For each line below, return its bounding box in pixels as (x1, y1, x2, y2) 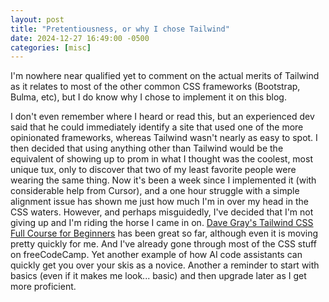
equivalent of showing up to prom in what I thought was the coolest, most (10, 153, 313, 165)
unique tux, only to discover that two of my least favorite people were (10, 164, 297, 176)
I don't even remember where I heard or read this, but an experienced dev (10, 111, 315, 123)
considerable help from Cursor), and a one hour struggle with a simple (10, 185, 300, 197)
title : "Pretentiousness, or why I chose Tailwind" (10, 24, 230, 34)
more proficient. (10, 281, 77, 293)
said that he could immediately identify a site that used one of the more (10, 121, 304, 133)
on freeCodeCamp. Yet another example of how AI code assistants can (10, 249, 303, 261)
